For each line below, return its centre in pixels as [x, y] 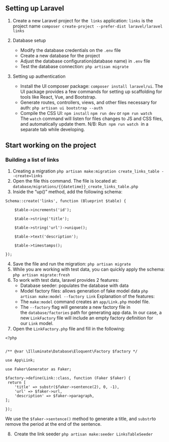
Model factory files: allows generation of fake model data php [84, 291]
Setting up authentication [39, 76]
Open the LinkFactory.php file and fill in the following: [69, 329]
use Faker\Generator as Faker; [38, 369]
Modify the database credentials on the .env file [71, 50]
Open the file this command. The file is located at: [65, 181]
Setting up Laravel [35, 8]
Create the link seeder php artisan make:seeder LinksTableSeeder [83, 434]
